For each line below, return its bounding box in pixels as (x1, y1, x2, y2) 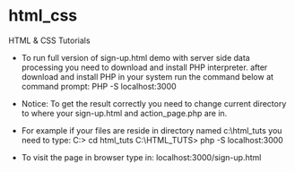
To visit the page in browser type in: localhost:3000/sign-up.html (21, 151, 262, 162)
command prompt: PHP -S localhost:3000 (21, 81, 177, 91)
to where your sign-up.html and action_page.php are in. (21, 107, 228, 118)
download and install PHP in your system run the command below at (21, 71, 274, 82)
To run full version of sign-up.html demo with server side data (21, 52, 250, 63)
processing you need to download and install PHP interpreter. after (21, 62, 268, 73)
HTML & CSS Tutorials (8, 35, 91, 46)
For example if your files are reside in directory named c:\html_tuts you (21, 125, 282, 135)
